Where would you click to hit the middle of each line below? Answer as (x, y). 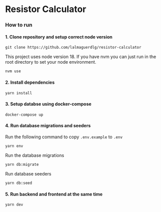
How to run (19, 25)
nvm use (13, 71)
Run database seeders (28, 173)
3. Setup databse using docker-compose (48, 104)
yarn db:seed (19, 183)
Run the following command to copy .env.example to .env (64, 137)
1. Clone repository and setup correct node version (59, 37)
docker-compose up (24, 115)
